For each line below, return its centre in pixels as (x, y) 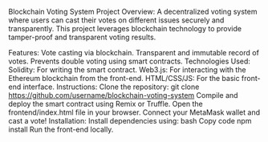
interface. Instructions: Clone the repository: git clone (111, 87)
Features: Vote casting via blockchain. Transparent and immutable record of (134, 53)
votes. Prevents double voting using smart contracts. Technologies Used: (130, 61)
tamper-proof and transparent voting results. (82, 37)
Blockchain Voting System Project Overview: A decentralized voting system (133, 12)
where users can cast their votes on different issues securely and (116, 20)
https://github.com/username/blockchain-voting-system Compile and (123, 95)
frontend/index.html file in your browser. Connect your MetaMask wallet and (134, 112)
